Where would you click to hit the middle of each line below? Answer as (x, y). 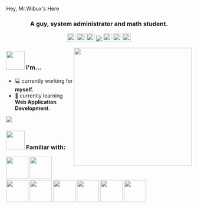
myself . (24, 89)
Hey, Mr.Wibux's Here (33, 9)
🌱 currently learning (39, 95)
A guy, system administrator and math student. (99, 24)
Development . (32, 108)
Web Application (36, 102)
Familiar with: (46, 147)
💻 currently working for (44, 81)
